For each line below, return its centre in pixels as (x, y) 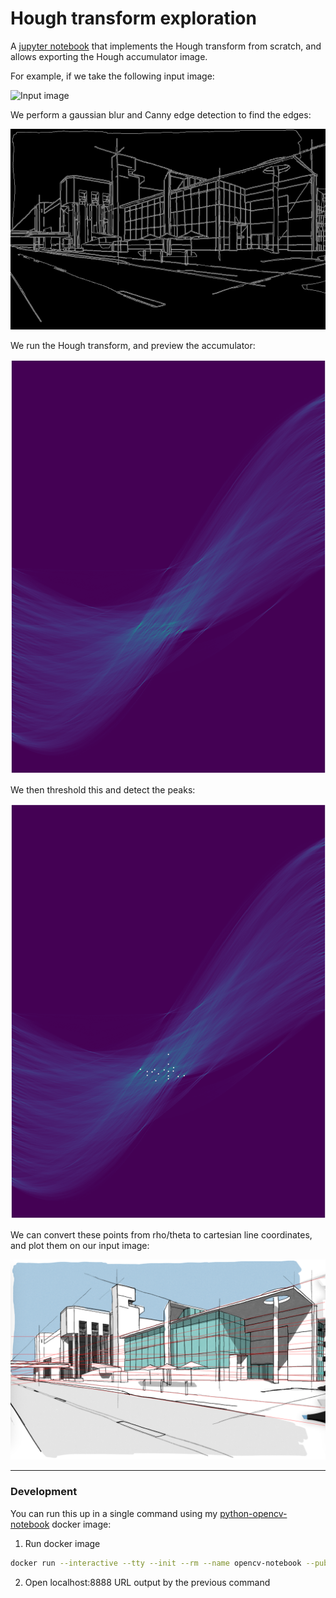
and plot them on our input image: (80, 1245)
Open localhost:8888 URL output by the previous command (147, 1582)
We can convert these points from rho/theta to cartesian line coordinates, (161, 1234)
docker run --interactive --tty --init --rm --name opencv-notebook (156, 1563)
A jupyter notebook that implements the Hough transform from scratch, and (166, 46)
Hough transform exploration (133, 18)
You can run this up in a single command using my (114, 1513)
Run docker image (62, 1543)
